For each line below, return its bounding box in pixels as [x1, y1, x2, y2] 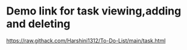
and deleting [6, 17, 71, 31]
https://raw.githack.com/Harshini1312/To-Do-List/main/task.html [6, 37, 166, 44]
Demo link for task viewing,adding [6, 4, 182, 18]
